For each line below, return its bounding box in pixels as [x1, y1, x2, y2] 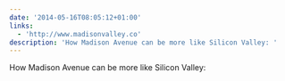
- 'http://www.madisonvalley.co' [17, 29, 142, 38]
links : [9, 21, 34, 30]
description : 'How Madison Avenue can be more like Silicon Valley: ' [9, 37, 278, 47]
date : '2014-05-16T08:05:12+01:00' [9, 12, 142, 22]
